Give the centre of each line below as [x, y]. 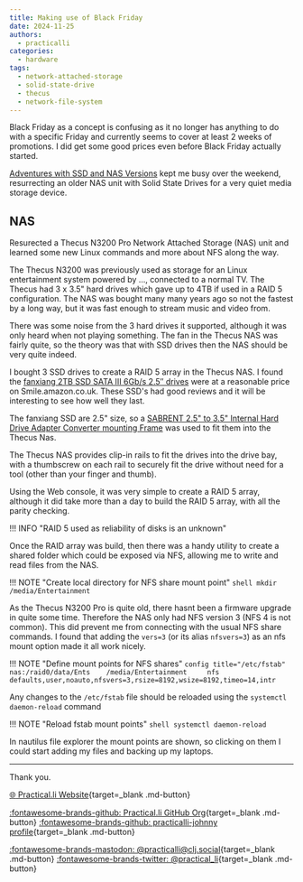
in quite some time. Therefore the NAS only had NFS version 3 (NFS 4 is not [150, 617]
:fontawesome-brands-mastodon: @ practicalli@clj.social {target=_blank [142, 850]
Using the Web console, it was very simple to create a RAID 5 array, [134, 492]
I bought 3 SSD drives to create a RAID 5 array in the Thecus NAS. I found [147, 372]
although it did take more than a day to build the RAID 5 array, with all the [145, 501]
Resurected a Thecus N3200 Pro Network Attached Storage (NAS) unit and [149, 243]
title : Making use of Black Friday [76, 18]
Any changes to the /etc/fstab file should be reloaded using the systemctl [148, 697]
